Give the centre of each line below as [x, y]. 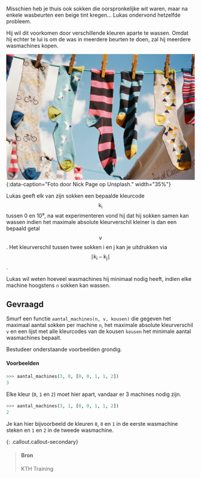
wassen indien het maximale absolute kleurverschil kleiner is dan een [92, 222]
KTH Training [37, 468]
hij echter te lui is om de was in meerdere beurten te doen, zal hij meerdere [99, 39]
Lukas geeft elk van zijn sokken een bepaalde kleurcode [75, 196]
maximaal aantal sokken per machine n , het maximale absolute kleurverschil [100, 325]
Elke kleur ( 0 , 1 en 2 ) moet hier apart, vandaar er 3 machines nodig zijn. [94, 394]
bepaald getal [23, 229]
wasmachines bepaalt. [34, 338]
